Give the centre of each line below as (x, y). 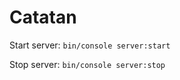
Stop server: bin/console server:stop (87, 64)
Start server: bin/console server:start (90, 45)
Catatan (43, 17)
